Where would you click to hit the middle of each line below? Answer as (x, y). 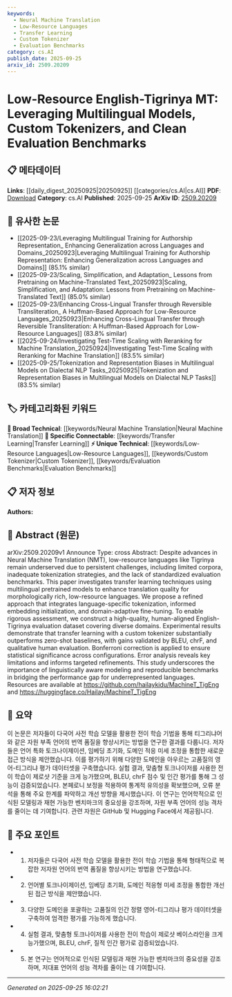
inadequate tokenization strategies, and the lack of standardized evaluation (114, 574)
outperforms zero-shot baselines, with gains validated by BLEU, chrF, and (112, 640)
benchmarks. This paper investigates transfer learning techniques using (109, 582)
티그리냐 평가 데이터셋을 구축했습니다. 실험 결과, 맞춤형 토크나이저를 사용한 (116, 768)
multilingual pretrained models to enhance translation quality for (98, 589)
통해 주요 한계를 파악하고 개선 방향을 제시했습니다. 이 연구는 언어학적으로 (117, 794)
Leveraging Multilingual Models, (101, 114)
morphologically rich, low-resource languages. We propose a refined (105, 596)
